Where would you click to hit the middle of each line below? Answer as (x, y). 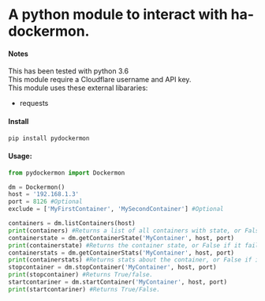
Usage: (21, 156)
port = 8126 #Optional (45, 202)
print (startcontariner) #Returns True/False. (84, 289)
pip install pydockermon (49, 138)
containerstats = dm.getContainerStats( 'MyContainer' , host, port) (121, 253)
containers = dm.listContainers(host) (72, 224)
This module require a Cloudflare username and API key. (100, 80)
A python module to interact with (118, 15)
